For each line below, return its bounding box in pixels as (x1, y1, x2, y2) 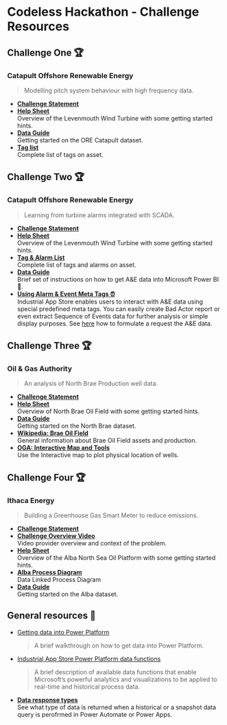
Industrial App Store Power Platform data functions (16, 654, 161, 663)
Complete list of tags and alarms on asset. (16, 260, 136, 269)
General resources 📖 (7, 610, 96, 622)
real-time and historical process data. (34, 683, 141, 691)
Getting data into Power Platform (16, 628, 110, 636)
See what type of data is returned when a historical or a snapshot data (16, 703, 217, 711)
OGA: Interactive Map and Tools (16, 443, 110, 452)
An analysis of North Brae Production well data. (23, 380, 158, 388)
